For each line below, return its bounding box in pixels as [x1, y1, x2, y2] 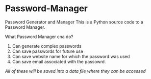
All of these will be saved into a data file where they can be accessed [5, 68, 146, 74]
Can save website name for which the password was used [12, 53, 130, 59]
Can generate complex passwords [12, 43, 82, 49]
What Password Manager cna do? [5, 34, 74, 39]
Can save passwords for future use [12, 48, 83, 54]
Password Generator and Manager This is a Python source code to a [5, 19, 144, 25]
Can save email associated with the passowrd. [12, 59, 106, 64]
